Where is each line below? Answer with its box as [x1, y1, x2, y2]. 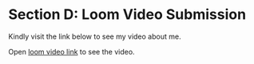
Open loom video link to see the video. [8, 47, 135, 56]
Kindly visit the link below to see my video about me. [8, 32, 181, 41]
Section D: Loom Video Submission [8, 6, 246, 24]
